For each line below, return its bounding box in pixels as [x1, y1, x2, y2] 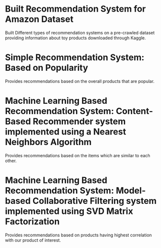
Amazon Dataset [5, 14, 74, 25]
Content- [115, 106, 153, 117]
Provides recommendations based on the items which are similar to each [5, 152, 150, 158]
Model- [115, 185, 146, 196]
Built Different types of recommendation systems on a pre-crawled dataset [5, 30, 155, 35]
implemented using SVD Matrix [5, 206, 133, 216]
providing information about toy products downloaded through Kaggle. [5, 35, 146, 41]
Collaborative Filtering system [32, 196, 157, 206]
